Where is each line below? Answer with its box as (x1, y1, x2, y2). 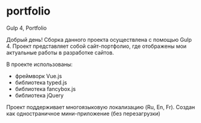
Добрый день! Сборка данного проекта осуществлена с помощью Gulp (6, 36, 192, 43)
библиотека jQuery (15, 91, 64, 99)
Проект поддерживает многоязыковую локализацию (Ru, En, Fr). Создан (6, 103, 196, 110)
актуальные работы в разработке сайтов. (6, 48, 114, 56)
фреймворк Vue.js (15, 72, 62, 79)
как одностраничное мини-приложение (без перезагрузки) (6, 110, 160, 117)
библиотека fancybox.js (15, 85, 76, 92)
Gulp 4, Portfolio (6, 24, 47, 32)
